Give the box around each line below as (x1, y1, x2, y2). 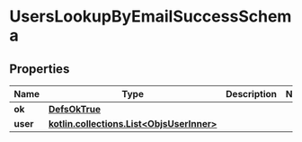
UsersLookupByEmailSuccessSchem (9, 6, 292, 27)
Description (226, 88, 277, 100)
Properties (9, 61, 70, 76)
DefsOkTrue (48, 103, 102, 115)
